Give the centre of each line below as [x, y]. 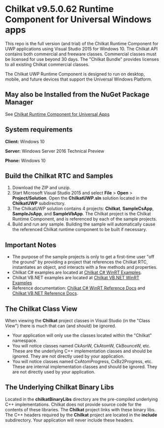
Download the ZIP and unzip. [41, 188]
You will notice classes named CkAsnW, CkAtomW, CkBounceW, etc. [81, 346]
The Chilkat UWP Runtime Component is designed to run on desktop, [75, 74]
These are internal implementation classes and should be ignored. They [85, 367]
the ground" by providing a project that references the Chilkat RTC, [80, 262]
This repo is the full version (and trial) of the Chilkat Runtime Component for [82, 43]
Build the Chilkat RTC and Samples [59, 176]
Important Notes [31, 245]
